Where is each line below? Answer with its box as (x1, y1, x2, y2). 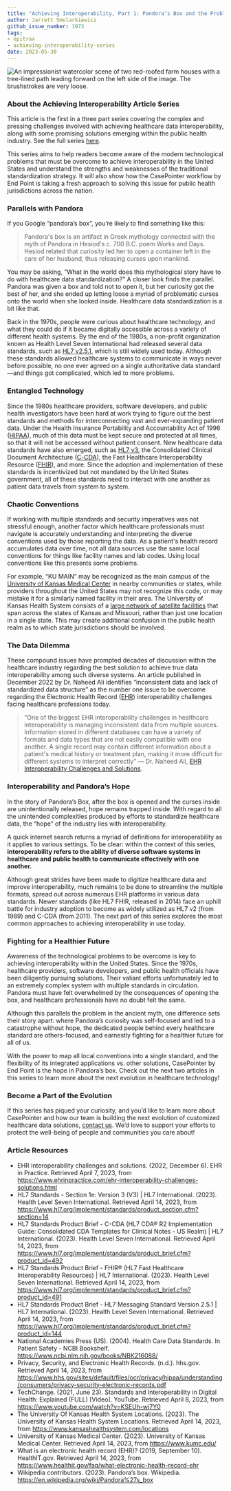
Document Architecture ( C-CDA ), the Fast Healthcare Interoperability (7, 453, 203, 461)
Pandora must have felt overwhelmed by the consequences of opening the (7, 988, 219, 996)
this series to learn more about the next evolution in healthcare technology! (7, 1073, 220, 1082)
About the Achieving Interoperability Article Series (7, 99, 180, 109)
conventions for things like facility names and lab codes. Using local (7, 552, 200, 560)
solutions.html (16, 1183, 57, 1191)
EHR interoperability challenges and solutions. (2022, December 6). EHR (16, 1161, 222, 1170)
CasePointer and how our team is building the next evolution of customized (7, 1114, 220, 1122)
